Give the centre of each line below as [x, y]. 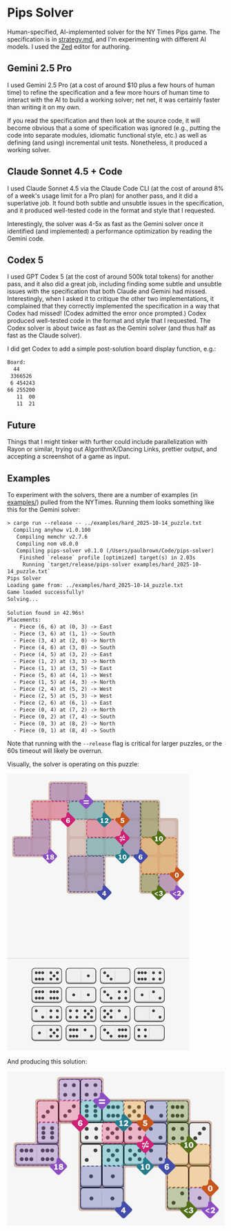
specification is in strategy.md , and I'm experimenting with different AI [107, 39]
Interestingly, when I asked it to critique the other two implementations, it [111, 299]
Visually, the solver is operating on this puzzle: [73, 764]
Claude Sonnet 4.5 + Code [65, 172]
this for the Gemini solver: [44, 509]
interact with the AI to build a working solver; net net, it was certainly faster [114, 100]
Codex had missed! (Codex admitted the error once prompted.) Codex [107, 313]
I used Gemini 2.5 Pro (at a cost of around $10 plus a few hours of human [111, 85]
